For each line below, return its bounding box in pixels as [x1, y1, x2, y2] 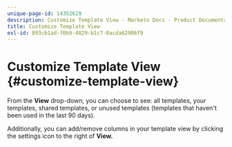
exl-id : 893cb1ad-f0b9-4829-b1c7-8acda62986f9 [7, 29, 144, 37]
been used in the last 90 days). [7, 111, 95, 119]
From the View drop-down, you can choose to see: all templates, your [7, 97, 206, 105]
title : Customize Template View [7, 23, 100, 30]
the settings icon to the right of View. [7, 132, 113, 140]
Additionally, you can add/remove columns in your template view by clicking [7, 125, 224, 133]
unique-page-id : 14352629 [7, 10, 81, 17]
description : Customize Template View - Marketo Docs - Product [7, 17, 196, 23]
